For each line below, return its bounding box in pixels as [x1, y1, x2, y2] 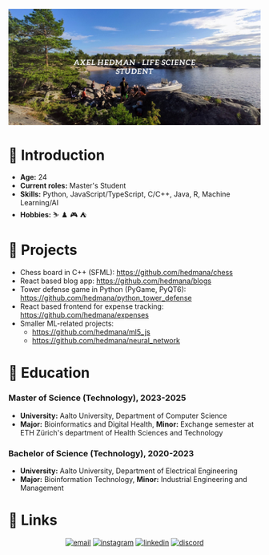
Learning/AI [19, 198, 59, 208]
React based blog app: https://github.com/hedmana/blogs [19, 276, 212, 286]
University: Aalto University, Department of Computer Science [19, 411, 227, 420]
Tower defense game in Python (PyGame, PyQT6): [19, 285, 187, 294]
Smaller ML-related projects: [19, 318, 114, 329]
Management [19, 483, 64, 492]
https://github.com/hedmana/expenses [19, 310, 150, 320]
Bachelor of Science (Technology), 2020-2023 [8, 448, 195, 459]
